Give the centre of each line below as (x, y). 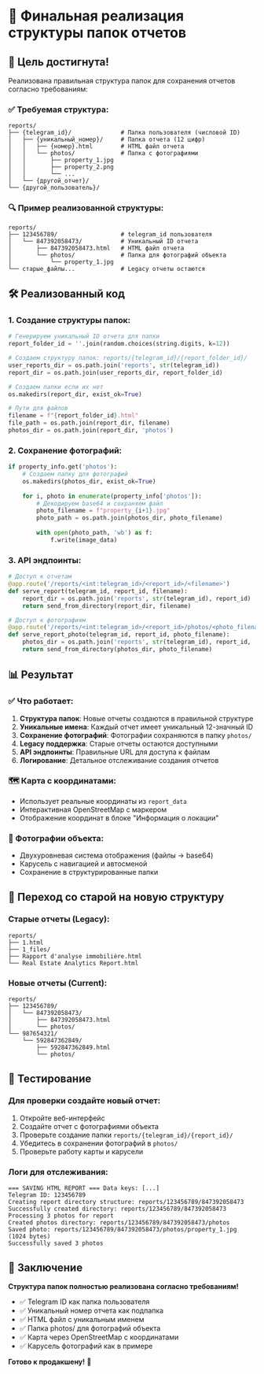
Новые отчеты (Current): (58, 983)
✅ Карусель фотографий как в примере (86, 1346)
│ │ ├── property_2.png (61, 167)
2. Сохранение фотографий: (65, 450)
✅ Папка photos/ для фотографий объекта (90, 1328)
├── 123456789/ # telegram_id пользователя (110, 234)
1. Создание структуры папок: (70, 320)
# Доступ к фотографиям (47, 620)
